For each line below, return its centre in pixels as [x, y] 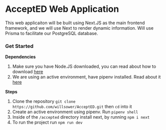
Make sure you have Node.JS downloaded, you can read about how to [84, 66]
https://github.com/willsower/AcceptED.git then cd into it [72, 107]
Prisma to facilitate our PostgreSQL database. [52, 33]
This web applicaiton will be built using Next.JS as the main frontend [75, 23]
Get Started [19, 46]
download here [28, 72]
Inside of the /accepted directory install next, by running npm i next [81, 117]
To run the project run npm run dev [47, 123]
